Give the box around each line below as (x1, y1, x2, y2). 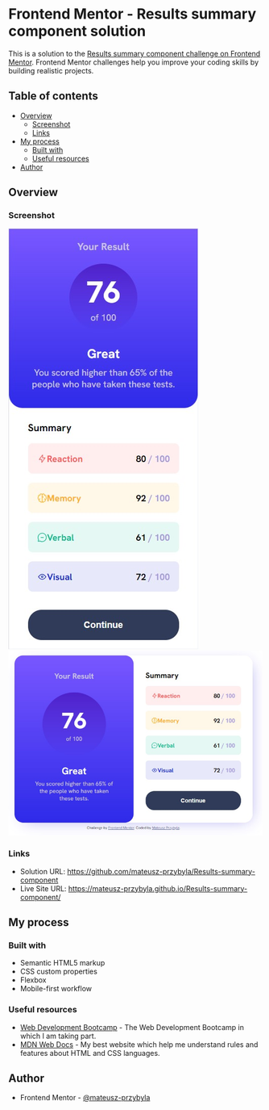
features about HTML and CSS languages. (19, 1048, 160, 1058)
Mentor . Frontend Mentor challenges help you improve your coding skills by (8, 57, 259, 67)
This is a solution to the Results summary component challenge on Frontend (8, 48, 261, 58)
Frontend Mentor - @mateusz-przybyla (19, 1093, 151, 1103)
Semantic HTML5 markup (19, 958, 106, 968)
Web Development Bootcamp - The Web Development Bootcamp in (19, 1022, 244, 1032)
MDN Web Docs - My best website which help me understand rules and (19, 1039, 259, 1049)
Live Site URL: (19, 883, 67, 893)
